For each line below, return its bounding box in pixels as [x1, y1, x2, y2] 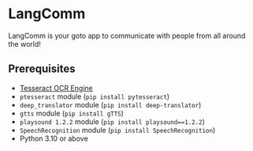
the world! [8, 39, 42, 48]
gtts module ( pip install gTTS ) [19, 108, 125, 118]
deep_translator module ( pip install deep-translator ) [19, 100, 202, 109]
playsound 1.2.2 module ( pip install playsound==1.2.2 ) [19, 116, 205, 126]
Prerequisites [8, 62, 76, 76]
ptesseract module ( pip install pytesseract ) [19, 92, 170, 101]
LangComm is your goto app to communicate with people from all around [8, 31, 246, 40]
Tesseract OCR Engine [19, 83, 93, 92]
